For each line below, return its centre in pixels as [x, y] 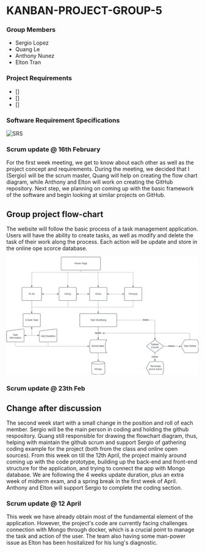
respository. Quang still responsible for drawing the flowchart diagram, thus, [102, 436]
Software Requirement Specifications [63, 120]
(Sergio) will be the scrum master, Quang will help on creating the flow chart [102, 176]
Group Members [31, 30]
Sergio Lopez [32, 43]
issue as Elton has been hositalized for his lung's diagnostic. [82, 543]
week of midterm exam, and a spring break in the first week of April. [92, 481]
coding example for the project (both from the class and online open [92, 449]
